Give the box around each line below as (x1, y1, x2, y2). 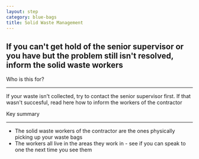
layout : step (6, 8, 38, 15)
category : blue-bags (6, 14, 57, 20)
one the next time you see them (14, 146, 92, 154)
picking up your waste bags (14, 134, 83, 141)
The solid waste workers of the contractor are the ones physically (14, 128, 175, 135)
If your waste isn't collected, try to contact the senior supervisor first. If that (6, 93, 191, 100)
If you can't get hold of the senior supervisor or (6, 41, 184, 51)
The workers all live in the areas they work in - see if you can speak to (14, 140, 186, 147)
